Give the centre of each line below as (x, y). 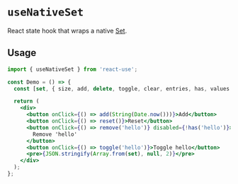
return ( (27, 101)
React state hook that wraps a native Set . (67, 30)
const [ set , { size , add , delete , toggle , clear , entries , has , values (122, 88)
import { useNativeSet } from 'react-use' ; (73, 69)
